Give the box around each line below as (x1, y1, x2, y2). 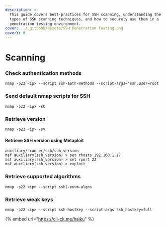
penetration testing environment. (9, 21, 81, 26)
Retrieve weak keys (5, 196, 54, 203)
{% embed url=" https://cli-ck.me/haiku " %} (5, 216, 94, 222)
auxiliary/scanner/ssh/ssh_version (5, 148, 79, 154)
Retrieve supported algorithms (5, 173, 81, 180)
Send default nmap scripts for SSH (5, 93, 90, 100)
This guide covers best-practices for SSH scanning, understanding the (9, 12, 162, 17)
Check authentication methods (5, 70, 82, 77)
